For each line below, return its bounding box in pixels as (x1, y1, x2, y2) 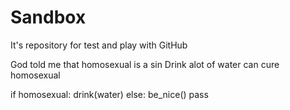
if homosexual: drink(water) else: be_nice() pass (10, 88, 209, 100)
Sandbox (10, 6, 87, 29)
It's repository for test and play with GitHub (10, 39, 188, 51)
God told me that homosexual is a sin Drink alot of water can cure (10, 58, 280, 70)
